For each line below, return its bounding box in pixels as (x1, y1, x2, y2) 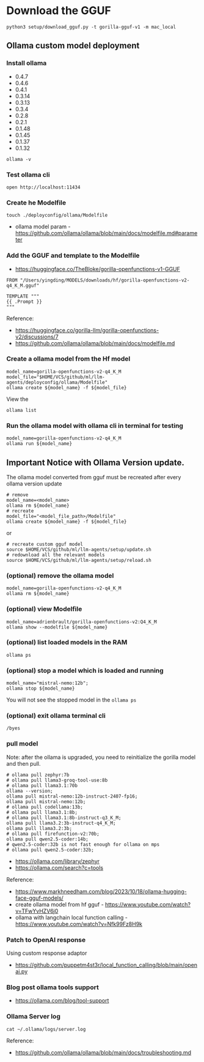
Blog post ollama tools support (6, 983, 99, 992)
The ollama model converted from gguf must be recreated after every (6, 473, 181, 481)
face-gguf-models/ (15, 894, 64, 902)
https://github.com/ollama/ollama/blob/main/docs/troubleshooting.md (15, 1049, 191, 1056)
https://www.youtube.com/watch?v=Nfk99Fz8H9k (15, 920, 142, 927)
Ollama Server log (6, 1012, 61, 1021)
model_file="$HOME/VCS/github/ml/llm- (6, 374, 105, 380)
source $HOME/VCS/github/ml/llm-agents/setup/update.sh (6, 546, 151, 553)
